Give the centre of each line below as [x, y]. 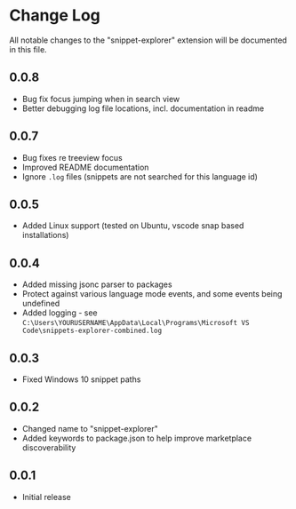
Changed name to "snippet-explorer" [90, 428]
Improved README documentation [85, 167]
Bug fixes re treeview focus [72, 157]
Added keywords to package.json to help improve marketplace [136, 438]
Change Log [55, 16]
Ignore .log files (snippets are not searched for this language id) [140, 176]
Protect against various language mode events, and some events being [152, 294]
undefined [41, 304]
